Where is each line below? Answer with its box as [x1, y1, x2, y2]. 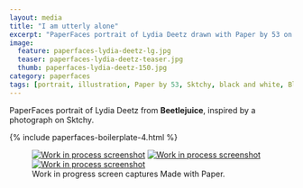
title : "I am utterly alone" [9, 22, 119, 31]
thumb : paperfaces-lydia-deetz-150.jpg [17, 64, 168, 73]
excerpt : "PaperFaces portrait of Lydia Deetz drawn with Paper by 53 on [9, 30, 293, 39]
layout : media [9, 13, 63, 22]
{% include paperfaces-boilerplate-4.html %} [9, 131, 179, 142]
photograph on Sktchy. [9, 114, 95, 125]
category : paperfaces [9, 72, 91, 81]
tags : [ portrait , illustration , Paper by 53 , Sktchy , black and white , [9, 80, 284, 89]
